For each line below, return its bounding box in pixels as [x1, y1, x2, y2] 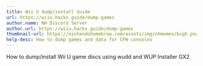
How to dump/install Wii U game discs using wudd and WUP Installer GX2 [6, 53, 190, 60]
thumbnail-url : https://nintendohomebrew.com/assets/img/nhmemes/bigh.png [6, 31, 199, 37]
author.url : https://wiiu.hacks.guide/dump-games [6, 25, 134, 32]
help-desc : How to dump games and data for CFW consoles [6, 37, 153, 43]
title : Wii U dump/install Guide [6, 8, 91, 15]
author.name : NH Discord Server [6, 20, 88, 26]
